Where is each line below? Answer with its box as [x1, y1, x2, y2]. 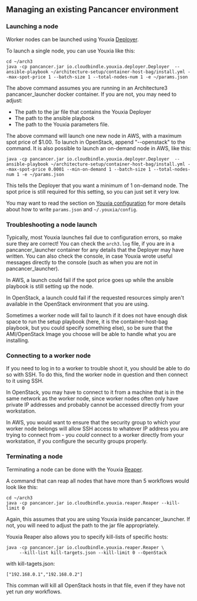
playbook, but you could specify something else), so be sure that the [6, 324, 172, 331]
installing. [6, 337, 29, 344]
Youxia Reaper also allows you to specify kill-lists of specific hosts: [6, 533, 169, 540]
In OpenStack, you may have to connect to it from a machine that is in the [6, 389, 184, 396]
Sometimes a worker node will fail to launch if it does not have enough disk [6, 311, 188, 318]
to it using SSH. [6, 377, 44, 384]
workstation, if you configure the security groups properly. [6, 438, 148, 445]
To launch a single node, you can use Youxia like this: [6, 47, 135, 54]
